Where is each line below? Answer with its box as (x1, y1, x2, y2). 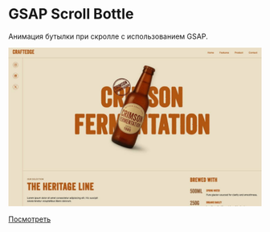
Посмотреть (8, 214, 51, 224)
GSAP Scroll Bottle (8, 5, 134, 23)
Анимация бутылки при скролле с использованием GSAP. (8, 31, 208, 41)
